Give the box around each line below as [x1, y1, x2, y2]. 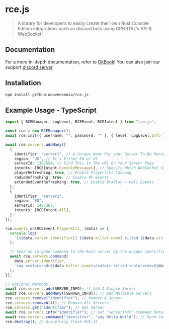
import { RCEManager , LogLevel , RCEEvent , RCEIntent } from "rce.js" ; [5, 119, 156, 124]
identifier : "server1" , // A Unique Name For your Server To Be [14, 151, 152, 156]
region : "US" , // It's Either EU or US [14, 156, 98, 161]
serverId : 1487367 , [14, 203, 55, 208]
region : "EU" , [14, 198, 44, 203]
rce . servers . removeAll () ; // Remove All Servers [5, 300, 109, 305]
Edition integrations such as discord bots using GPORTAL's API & [17, 25, 152, 31]
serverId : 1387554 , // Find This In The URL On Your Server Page [14, 161, 154, 166]
